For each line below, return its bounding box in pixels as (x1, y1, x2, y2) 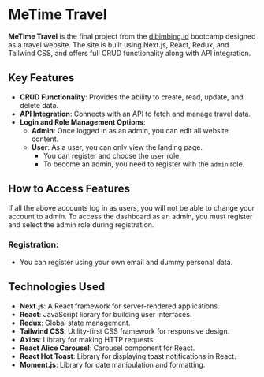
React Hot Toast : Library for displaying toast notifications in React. (19, 351, 236, 360)
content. (31, 134, 59, 144)
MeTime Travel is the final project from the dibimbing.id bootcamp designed (8, 32, 256, 41)
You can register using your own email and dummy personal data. (19, 257, 233, 267)
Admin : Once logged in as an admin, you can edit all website (31, 125, 229, 135)
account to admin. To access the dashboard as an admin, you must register (8, 211, 253, 221)
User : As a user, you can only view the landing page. (31, 142, 203, 151)
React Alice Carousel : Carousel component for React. (19, 343, 195, 353)
